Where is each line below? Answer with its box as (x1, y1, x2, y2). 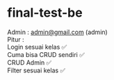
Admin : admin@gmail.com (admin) (7, 28, 108, 36)
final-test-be (7, 5, 83, 21)
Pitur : (7, 35, 24, 43)
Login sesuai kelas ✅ (7, 42, 67, 51)
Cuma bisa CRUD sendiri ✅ (7, 50, 85, 58)
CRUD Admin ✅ (7, 58, 52, 67)
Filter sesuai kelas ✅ (7, 66, 66, 74)
